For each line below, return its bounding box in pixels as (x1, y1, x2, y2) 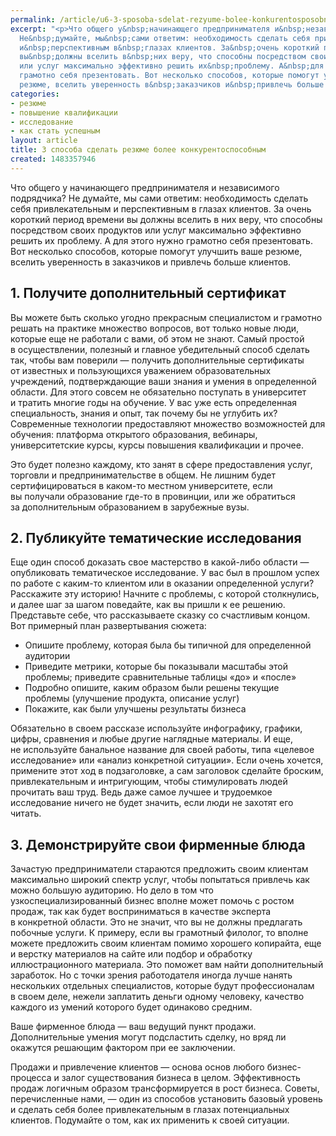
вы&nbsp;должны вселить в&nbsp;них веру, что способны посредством (19, 52, 307, 62)
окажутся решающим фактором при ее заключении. (10, 1042, 236, 1054)
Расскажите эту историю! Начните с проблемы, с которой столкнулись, (10, 588, 320, 600)
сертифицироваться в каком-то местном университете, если (10, 479, 273, 491)
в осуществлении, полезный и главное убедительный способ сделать (10, 343, 310, 355)
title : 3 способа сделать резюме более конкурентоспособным (10, 145, 267, 155)
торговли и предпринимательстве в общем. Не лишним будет (10, 469, 276, 481)
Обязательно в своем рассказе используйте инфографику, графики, (10, 722, 303, 735)
